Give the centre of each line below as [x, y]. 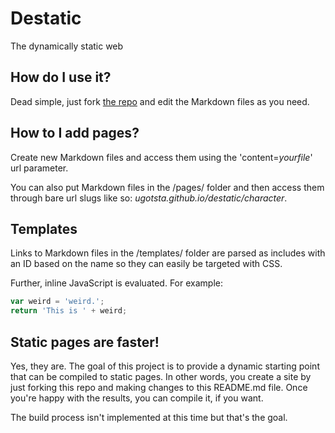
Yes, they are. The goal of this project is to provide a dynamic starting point [165, 366]
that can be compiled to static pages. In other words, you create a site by [161, 376]
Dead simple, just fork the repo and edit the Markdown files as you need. [160, 101]
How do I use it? [61, 77]
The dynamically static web [67, 46]
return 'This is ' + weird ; [69, 311]
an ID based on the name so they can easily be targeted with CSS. [146, 264]
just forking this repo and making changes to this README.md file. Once [159, 387]
